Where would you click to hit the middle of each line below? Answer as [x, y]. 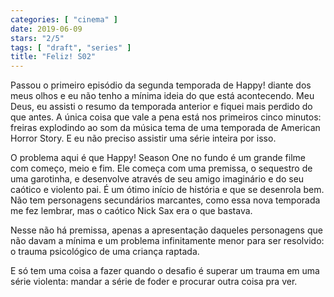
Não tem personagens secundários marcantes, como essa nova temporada [165, 200]
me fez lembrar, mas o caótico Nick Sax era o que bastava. [131, 211]
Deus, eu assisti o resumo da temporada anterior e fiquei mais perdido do [161, 107]
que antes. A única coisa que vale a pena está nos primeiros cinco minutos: [166, 117]
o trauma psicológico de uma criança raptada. [105, 252]
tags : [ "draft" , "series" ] [71, 47]
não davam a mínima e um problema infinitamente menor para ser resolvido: [167, 241]
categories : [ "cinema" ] [64, 19]
